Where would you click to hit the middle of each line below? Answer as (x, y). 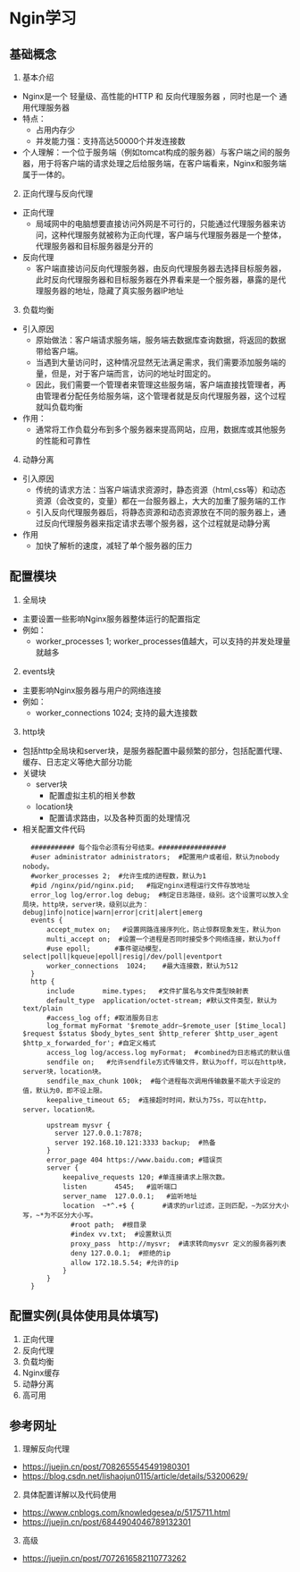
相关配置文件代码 (54, 829)
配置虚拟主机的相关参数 (92, 795)
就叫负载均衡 (59, 407)
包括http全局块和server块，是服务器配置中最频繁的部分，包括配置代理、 (154, 750)
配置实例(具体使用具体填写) (84, 1316)
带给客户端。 (59, 351)
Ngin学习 (43, 18)
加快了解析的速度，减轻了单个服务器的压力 (114, 545)
